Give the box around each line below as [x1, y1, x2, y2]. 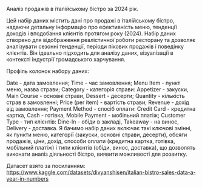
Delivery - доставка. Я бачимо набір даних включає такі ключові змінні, [6, 125, 192, 131]
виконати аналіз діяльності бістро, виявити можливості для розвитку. [6, 150, 187, 158]
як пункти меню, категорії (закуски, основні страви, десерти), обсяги [6, 131, 187, 138]
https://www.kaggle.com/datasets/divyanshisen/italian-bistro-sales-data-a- [6, 169, 196, 176]
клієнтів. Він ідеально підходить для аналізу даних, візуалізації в [6, 49, 174, 57]
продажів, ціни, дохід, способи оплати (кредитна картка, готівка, [6, 138, 175, 145]
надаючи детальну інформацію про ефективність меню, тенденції [6, 24, 177, 30]
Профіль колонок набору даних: [6, 68, 90, 75]
